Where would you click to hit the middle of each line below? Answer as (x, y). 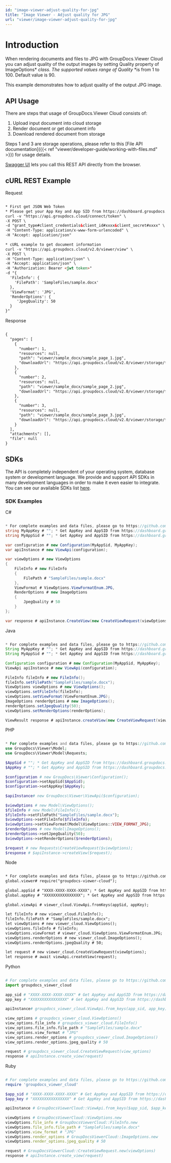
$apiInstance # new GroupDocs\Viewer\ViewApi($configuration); (73, 796)
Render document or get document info (54, 128)
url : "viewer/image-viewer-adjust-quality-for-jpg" (61, 19)
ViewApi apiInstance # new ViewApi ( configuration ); (61, 668)
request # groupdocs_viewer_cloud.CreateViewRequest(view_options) (78, 1052)
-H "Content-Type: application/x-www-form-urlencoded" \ (67, 230)
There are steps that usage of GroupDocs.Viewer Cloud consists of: (76, 113)
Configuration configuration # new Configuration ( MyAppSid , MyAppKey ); (83, 663)
